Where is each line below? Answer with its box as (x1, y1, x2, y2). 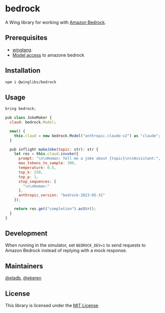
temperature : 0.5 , (18, 165, 56, 170)
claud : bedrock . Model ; (9, 120, 56, 125)
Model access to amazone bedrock (12, 52, 85, 58)
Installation (5, 66, 41, 75)
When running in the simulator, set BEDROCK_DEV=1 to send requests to (5, 242, 146, 248)
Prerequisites (5, 34, 48, 42)
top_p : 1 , (18, 174, 39, 179)
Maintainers (5, 262, 44, 270)
